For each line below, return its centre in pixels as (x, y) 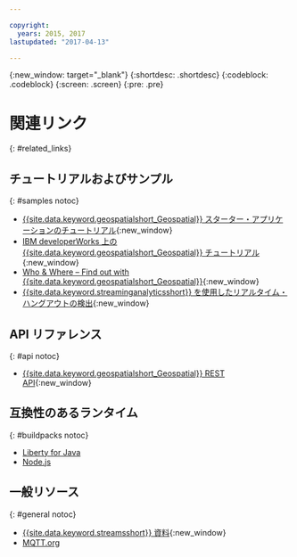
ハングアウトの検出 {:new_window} (86, 303)
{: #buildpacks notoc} (49, 435)
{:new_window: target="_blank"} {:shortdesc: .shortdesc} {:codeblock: (139, 75)
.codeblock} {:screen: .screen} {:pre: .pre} (87, 85)
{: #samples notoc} (45, 201)
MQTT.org (41, 542)
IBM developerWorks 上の (70, 242)
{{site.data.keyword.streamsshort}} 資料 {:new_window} (124, 532)
